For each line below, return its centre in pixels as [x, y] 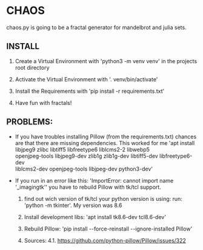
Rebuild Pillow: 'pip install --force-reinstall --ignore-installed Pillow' [108, 229]
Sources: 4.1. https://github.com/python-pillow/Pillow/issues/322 [105, 240]
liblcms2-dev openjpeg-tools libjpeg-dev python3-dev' [84, 169]
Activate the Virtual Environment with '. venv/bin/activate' [86, 79]
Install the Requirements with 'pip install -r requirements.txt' [90, 91]
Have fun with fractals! [43, 103]
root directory [32, 67]
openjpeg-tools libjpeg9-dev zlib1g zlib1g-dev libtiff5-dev [87, 156]
